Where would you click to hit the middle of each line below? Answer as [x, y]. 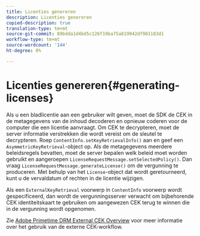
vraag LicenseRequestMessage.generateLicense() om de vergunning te [92, 165]
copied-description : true [38, 23]
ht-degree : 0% [24, 51]
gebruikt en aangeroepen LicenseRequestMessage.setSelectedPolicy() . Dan [99, 159]
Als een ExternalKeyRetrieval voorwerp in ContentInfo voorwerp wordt [94, 189]
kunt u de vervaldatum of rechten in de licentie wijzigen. [75, 178]
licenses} [30, 98]
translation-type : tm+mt [37, 28]
